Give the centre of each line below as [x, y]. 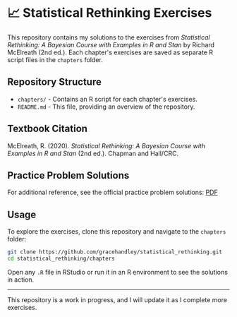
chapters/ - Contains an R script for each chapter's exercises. [107, 99]
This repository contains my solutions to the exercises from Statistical [109, 37]
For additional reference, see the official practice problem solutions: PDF [113, 192]
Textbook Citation [48, 129]
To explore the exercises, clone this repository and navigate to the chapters [117, 232]
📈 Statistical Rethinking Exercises [110, 13]
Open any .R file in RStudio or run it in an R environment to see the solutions [117, 272]
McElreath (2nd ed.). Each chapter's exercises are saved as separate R [110, 52]
